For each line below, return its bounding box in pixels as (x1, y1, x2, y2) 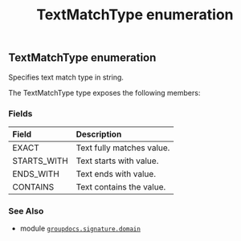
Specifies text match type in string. (8, 72, 125, 82)
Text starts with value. (76, 155, 159, 166)
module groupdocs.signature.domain (19, 223, 141, 234)
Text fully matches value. (76, 142, 170, 153)
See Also (8, 205, 44, 216)
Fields (8, 108, 33, 119)
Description (76, 129, 122, 140)
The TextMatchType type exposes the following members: (8, 88, 201, 97)
